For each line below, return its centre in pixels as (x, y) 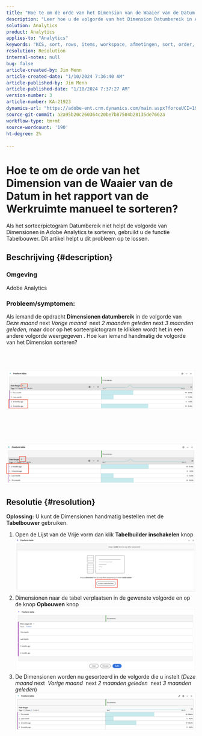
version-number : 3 (29, 96)
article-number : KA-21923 (38, 102)
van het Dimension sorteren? (42, 342)
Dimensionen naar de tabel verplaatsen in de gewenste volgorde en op (103, 598)
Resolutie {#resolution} (51, 502)
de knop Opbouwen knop (47, 604)
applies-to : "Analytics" (37, 38)
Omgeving (22, 274)
